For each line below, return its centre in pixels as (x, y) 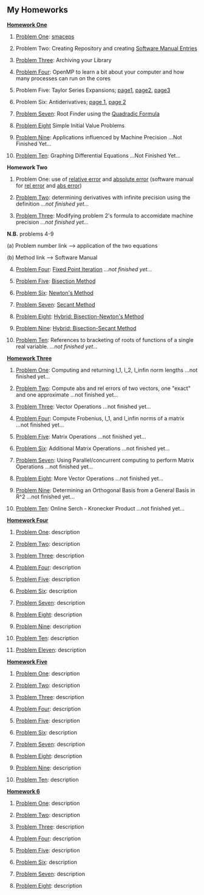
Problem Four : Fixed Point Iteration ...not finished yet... (84, 269)
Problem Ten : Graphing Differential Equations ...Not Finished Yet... (98, 155)
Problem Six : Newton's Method (54, 293)
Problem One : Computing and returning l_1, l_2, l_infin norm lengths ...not (107, 370)
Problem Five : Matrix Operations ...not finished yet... (81, 436)
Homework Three (29, 358)
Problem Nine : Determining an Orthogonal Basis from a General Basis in (105, 490)
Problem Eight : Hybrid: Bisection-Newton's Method (80, 316)
